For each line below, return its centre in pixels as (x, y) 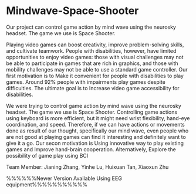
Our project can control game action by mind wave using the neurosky (91, 27)
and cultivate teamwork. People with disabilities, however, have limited (91, 50)
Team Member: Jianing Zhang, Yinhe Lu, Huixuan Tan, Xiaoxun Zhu (87, 167)
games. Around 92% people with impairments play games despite (86, 82)
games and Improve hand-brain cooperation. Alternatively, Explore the (91, 149)
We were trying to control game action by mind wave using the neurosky (94, 105)
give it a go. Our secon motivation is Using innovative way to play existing (95, 143)
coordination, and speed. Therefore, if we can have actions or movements (95, 124)
